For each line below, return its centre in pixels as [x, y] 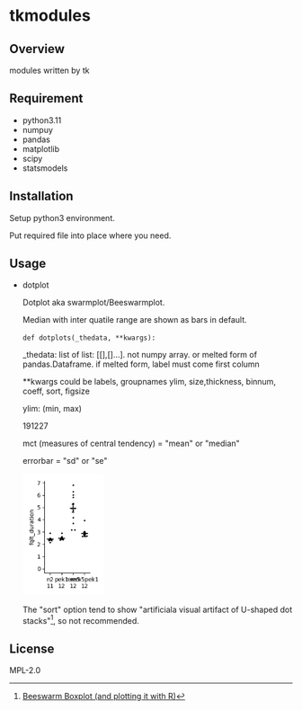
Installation [41, 196]
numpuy [38, 129]
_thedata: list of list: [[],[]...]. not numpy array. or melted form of [140, 355]
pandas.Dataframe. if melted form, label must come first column [141, 364]
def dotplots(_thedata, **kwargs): [89, 338]
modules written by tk [49, 70]
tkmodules [50, 16]
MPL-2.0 [25, 670]
